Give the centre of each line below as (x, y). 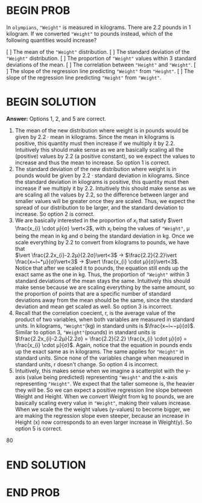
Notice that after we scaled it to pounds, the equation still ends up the (101, 268)
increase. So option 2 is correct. (55, 214)
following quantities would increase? (52, 40)
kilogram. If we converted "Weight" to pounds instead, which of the (90, 33)
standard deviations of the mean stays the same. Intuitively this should (103, 281)
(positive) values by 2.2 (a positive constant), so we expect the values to (105, 156)
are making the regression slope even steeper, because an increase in (102, 416)
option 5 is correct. (38, 429)
